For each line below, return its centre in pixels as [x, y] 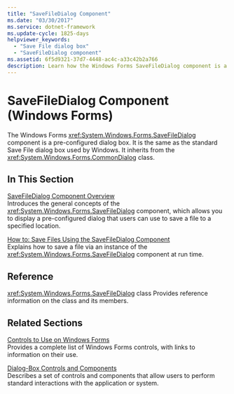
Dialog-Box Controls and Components [62, 368]
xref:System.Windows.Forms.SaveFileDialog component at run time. [106, 254]
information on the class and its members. [68, 301]
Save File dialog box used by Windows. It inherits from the [91, 150]
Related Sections [45, 323]
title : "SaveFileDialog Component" [59, 14]
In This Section [41, 179]
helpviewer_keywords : [39, 40]
